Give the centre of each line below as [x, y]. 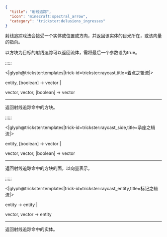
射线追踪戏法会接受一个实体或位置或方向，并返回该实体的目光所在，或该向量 [83, 36]
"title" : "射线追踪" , [30, 12]
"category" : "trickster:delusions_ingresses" [58, 21]
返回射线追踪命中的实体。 [31, 230]
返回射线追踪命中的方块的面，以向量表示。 [49, 168]
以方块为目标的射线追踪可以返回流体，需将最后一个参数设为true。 [73, 53]
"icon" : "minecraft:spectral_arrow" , [49, 16]
